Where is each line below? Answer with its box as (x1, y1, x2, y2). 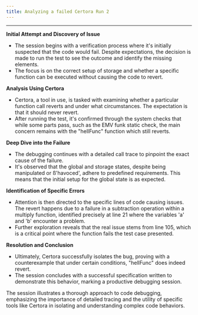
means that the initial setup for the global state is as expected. (14, 176, 166, 183)
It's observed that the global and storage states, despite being (14, 163, 166, 170)
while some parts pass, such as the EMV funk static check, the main (14, 121, 181, 128)
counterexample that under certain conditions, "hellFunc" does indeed (14, 259, 186, 266)
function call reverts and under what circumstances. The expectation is (14, 102, 188, 109)
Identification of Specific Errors (6, 187, 85, 194)
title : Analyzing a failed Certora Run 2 (6, 8, 110, 15)
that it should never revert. (14, 109, 80, 116)
